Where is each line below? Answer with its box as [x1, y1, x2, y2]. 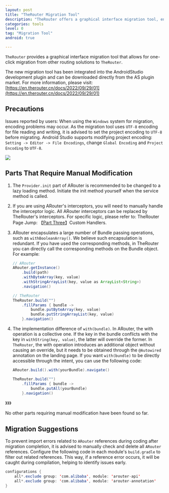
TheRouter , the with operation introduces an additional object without [12, 342, 155, 347]
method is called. [12, 193, 49, 199]
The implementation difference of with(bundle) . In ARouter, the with [12, 326, 153, 331]
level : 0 [5, 26, 24, 31]
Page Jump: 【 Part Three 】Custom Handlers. [12, 220, 107, 226]
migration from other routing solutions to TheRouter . [16, 59, 123, 65]
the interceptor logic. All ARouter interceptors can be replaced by [12, 208, 148, 214]
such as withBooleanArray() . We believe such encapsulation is [12, 235, 142, 241]
